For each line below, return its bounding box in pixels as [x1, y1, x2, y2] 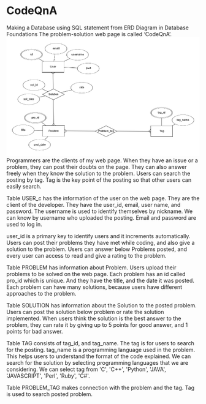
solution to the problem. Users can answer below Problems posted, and [6, 245, 187, 253]
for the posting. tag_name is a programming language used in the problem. [6, 346, 196, 353]
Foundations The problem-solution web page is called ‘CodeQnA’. [6, 30, 172, 37]
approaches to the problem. [6, 290, 77, 297]
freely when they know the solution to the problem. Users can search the [6, 170, 191, 177]
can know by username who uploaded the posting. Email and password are [6, 214, 197, 221]
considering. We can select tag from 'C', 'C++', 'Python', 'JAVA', [6, 365, 167, 373]
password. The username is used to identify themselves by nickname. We [6, 208, 193, 215]
